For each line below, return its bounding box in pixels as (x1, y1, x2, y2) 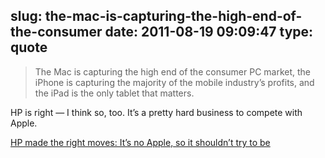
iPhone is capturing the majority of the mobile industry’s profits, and (34, 76, 315, 88)
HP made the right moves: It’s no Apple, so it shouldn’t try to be (10, 136, 271, 148)
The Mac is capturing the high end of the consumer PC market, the (34, 65, 312, 78)
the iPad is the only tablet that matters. (34, 87, 195, 99)
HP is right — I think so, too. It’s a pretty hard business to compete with (10, 106, 303, 118)
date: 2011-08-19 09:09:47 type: (104, 24, 314, 41)
